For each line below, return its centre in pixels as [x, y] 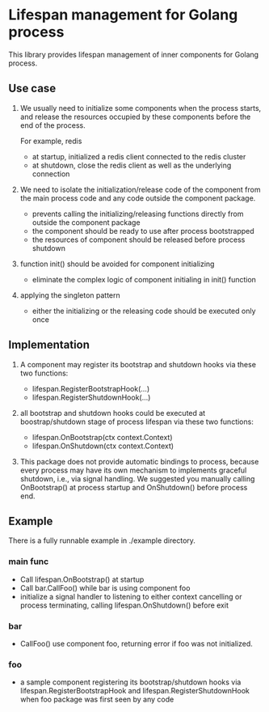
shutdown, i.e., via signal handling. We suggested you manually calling [137, 478]
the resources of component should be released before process [139, 239]
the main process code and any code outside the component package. [138, 198]
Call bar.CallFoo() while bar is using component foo [105, 587]
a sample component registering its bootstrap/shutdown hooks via [130, 682]
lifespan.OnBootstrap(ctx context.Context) [102, 437]
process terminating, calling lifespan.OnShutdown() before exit [124, 605]
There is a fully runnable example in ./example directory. [102, 540]
